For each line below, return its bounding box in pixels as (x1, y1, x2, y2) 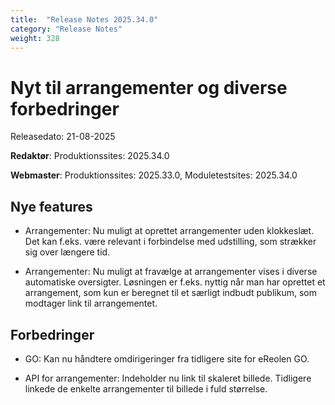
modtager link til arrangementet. (24, 297, 158, 310)
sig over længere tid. (24, 246, 111, 258)
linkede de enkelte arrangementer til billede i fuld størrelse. (24, 382, 268, 395)
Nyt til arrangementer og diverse (10, 76, 288, 99)
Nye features (10, 198, 93, 215)
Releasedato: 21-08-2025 (10, 131, 116, 143)
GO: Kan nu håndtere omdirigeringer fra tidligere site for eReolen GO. (24, 352, 310, 365)
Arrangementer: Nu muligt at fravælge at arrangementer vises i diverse (24, 266, 318, 278)
